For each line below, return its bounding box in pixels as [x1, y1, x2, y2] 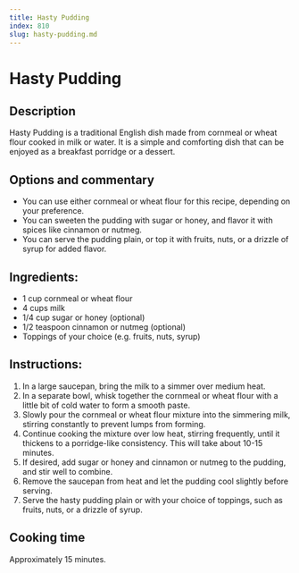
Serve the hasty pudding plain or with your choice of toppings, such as [21, 494, 283, 505]
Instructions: [9, 357, 83, 372]
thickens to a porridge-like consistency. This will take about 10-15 [21, 437, 263, 448]
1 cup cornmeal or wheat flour [21, 293, 133, 304]
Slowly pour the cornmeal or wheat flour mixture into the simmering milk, [21, 409, 291, 420]
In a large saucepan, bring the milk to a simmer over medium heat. [21, 381, 266, 392]
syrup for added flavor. [21, 243, 107, 255]
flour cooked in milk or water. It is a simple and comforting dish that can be [9, 137, 285, 147]
